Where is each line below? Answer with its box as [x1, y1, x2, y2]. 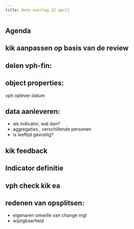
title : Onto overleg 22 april [5, 7, 70, 13]
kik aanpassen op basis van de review [5, 44, 129, 53]
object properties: [5, 79, 64, 88]
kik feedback [5, 147, 48, 155]
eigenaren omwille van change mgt [12, 212, 87, 218]
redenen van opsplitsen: [5, 198, 84, 207]
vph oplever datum [5, 92, 45, 98]
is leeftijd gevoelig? [12, 132, 54, 138]
